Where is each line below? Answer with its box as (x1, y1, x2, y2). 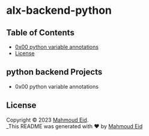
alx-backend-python (6, 4, 112, 17)
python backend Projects (6, 67, 103, 77)
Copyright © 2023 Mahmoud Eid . (6, 116, 89, 123)
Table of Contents (6, 28, 75, 38)
